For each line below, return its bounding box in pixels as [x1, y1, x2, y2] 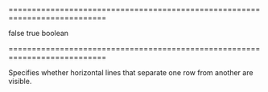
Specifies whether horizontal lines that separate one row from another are [8, 68, 254, 77]
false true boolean [8, 29, 69, 38]
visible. [8, 77, 32, 86]
